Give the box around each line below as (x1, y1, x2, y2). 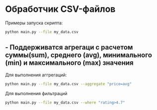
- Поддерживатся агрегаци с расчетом (5, 43, 133, 52)
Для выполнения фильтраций (5, 90, 68, 96)
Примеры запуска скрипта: (5, 20, 63, 26)
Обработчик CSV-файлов (5, 3, 115, 15)
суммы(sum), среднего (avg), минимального (5, 51, 153, 59)
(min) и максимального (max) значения (5, 58, 134, 67)
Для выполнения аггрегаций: (5, 72, 67, 78)
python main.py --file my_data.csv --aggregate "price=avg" (5, 81, 132, 86)
